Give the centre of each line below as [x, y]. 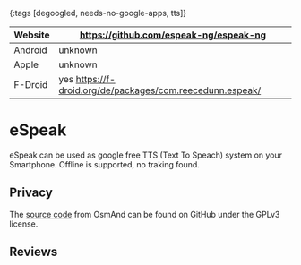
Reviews [34, 252]
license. [24, 224]
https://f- [95, 79]
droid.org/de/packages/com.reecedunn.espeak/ [159, 90]
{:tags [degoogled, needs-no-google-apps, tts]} [98, 13]
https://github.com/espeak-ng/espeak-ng [173, 35]
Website [32, 35]
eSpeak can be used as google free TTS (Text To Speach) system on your [146, 155]
